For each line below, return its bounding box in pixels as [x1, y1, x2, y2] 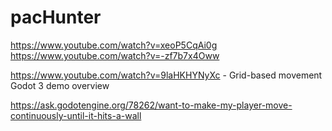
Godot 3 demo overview [10, 79, 110, 91]
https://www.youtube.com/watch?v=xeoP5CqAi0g [10, 39, 218, 51]
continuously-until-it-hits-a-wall [10, 109, 142, 121]
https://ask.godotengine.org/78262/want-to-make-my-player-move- [10, 99, 293, 111]
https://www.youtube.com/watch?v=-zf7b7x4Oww [10, 49, 220, 61]
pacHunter [10, 6, 102, 29]
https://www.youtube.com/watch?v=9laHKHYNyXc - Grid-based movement [10, 69, 323, 81]
